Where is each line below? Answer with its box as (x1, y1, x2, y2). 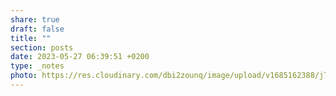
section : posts (10, 42, 74, 53)
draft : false (10, 24, 65, 34)
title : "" (10, 33, 52, 43)
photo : (10, 71, 38, 81)
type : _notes (10, 61, 65, 71)
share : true (10, 14, 60, 25)
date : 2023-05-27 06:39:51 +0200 (10, 52, 150, 62)
